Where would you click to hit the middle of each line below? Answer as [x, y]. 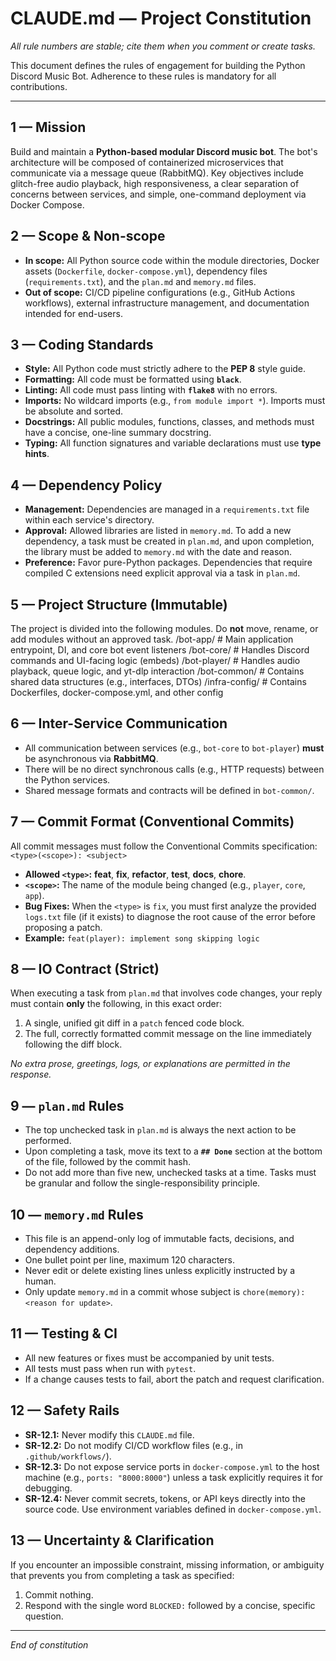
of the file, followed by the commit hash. [108, 1162]
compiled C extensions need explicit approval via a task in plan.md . [162, 573]
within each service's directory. [89, 520]
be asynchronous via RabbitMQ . [91, 758]
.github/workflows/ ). [68, 1456]
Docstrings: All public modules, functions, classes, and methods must [169, 422]
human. [40, 1281]
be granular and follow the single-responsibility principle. [142, 1183]
